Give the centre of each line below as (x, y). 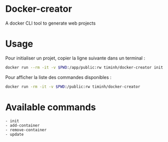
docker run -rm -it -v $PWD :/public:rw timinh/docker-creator (73, 87)
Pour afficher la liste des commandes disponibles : (58, 77)
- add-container (22, 125)
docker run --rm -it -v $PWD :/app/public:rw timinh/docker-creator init (84, 67)
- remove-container (26, 130)
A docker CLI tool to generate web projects (51, 23)
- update (15, 134)
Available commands (51, 107)
